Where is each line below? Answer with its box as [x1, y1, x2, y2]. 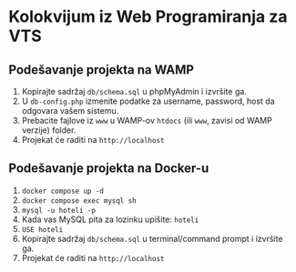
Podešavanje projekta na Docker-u [8, 161, 209, 176]
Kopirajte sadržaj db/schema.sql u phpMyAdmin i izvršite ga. [21, 86, 247, 96]
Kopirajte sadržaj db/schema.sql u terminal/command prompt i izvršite [21, 233, 283, 244]
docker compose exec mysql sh [21, 196, 138, 206]
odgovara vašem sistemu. [21, 106, 119, 116]
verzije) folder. [21, 125, 77, 136]
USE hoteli [21, 225, 64, 234]
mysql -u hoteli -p [21, 206, 97, 215]
